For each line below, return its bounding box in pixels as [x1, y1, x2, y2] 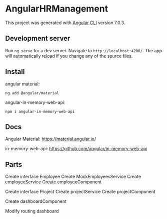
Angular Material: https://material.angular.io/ [5, 136, 96, 142]
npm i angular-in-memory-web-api [5, 109, 75, 114]
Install [5, 67, 25, 76]
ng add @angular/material [5, 90, 59, 95]
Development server [5, 34, 70, 43]
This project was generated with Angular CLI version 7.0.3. [5, 20, 125, 26]
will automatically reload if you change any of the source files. [5, 53, 133, 59]
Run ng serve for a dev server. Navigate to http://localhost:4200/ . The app [5, 47, 162, 53]
